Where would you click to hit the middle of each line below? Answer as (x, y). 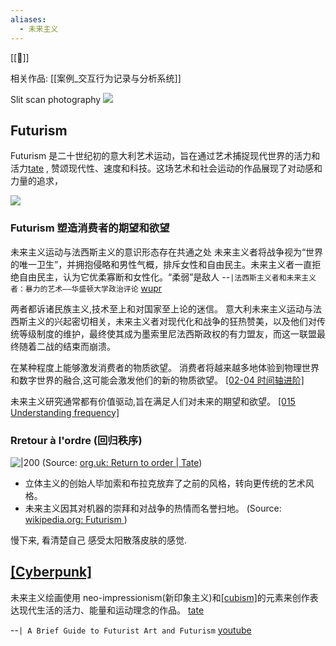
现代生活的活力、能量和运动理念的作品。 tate (111, 610)
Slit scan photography (56, 99)
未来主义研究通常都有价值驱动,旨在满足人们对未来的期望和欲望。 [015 (153, 401)
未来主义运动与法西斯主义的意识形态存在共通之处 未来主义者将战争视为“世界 (167, 252)
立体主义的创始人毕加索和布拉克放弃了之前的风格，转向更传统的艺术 (165, 483)
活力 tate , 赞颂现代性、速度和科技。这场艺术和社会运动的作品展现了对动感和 (166, 168)
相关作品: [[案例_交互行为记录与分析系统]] (96, 78)
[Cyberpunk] (51, 572)
